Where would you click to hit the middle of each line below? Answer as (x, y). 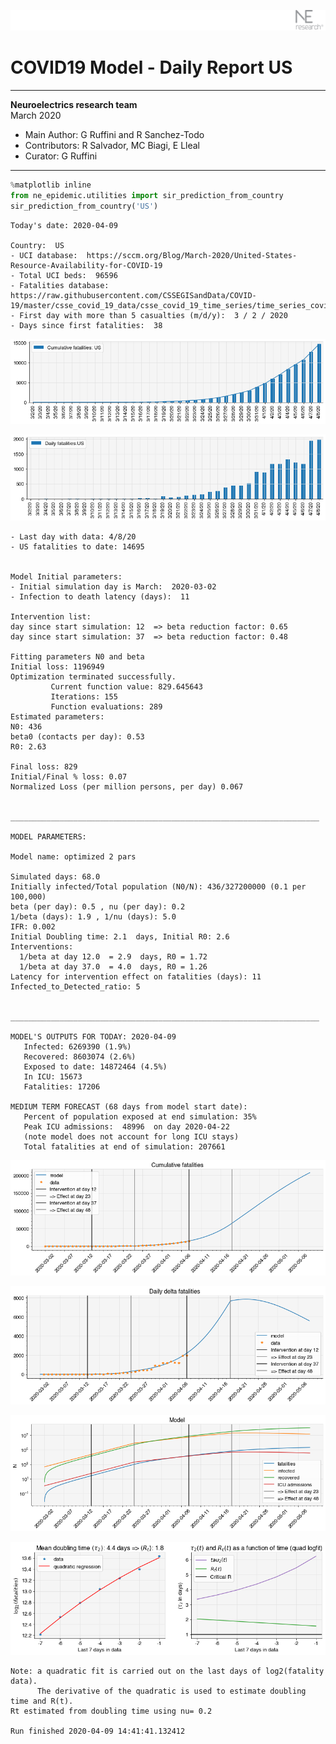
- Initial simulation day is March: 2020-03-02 (113, 586)
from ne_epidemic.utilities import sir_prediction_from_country (147, 195)
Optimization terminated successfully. (93, 676)
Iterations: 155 (84, 696)
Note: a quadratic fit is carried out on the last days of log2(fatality (167, 1671)
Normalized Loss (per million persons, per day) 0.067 (127, 786)
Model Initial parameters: (66, 576)
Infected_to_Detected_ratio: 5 (75, 986)
